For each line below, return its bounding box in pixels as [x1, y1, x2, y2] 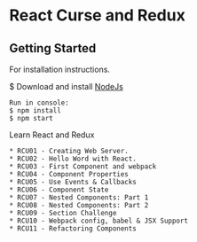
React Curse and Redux [9, 5, 186, 26]
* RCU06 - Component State [9, 185, 109, 194]
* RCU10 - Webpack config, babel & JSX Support [9, 216, 189, 225]
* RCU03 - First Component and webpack [9, 162, 157, 171]
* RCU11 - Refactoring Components [9, 224, 138, 233]
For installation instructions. [9, 64, 111, 74]
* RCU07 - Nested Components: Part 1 [9, 193, 149, 202]
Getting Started [9, 41, 97, 56]
